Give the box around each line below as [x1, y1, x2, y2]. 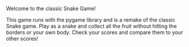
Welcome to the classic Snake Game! [6, 5, 96, 12]
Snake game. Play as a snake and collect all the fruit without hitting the [6, 23, 177, 29]
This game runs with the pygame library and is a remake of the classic [6, 16, 176, 23]
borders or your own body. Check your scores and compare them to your [6, 29, 183, 36]
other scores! [6, 35, 39, 42]
